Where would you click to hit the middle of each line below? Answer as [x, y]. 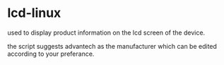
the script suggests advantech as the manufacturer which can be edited [112, 46]
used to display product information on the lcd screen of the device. [106, 32]
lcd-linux [34, 13]
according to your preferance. [51, 54]
